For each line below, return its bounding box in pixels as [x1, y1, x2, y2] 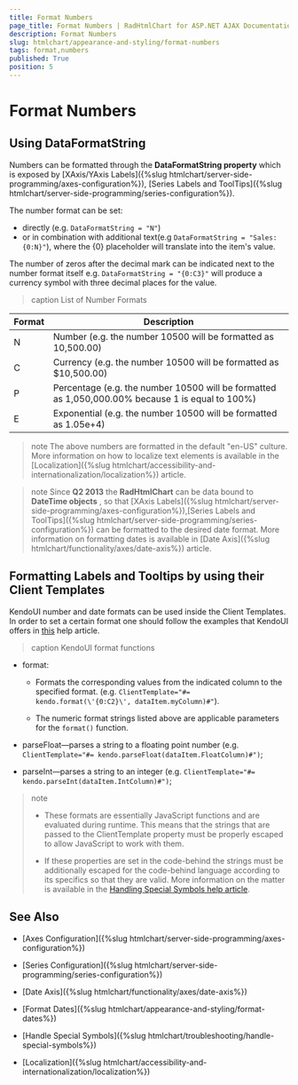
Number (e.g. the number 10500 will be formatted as [52, 330, 275, 343]
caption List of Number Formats [30, 294, 148, 305]
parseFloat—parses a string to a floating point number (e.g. [21, 739, 239, 750]
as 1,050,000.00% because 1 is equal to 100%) [52, 392, 257, 405]
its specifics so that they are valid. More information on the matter [43, 874, 286, 884]
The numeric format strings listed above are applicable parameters [35, 712, 279, 724]
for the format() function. [35, 722, 129, 733]
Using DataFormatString [9, 136, 146, 151]
